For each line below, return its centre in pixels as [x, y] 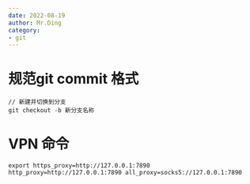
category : [25, 30]
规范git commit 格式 [74, 79]
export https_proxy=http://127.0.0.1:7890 [79, 166]
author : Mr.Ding [35, 23]
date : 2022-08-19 [37, 15]
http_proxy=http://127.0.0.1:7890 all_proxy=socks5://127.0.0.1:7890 [125, 173]
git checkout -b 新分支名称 [51, 111]
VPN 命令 [39, 144]
